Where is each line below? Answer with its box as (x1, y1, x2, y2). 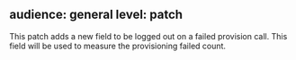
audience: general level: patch (9, 7, 183, 22)
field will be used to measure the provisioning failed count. (9, 40, 227, 51)
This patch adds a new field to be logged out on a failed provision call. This (9, 30, 288, 41)
